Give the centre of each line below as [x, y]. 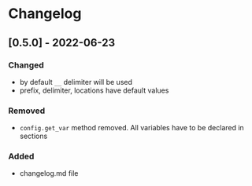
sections [33, 136]
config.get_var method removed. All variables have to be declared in [132, 128]
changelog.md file [49, 173]
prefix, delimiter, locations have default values [94, 90]
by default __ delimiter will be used [76, 82]
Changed [26, 65]
